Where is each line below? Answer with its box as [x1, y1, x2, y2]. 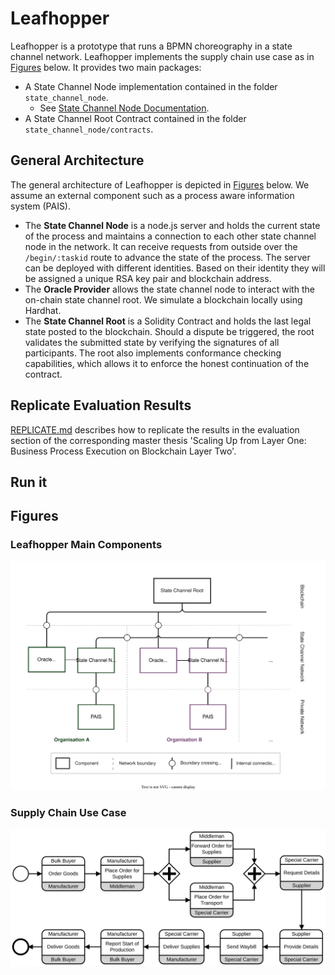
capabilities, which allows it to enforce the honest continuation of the [24, 357, 310, 369]
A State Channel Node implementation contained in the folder [24, 80, 278, 92]
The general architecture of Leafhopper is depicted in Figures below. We [10, 178, 310, 191]
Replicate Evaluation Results [10, 397, 192, 414]
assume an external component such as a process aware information [10, 189, 295, 201]
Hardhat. [24, 304, 62, 316]
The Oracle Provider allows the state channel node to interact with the [24, 283, 315, 295]
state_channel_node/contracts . [24, 123, 154, 135]
